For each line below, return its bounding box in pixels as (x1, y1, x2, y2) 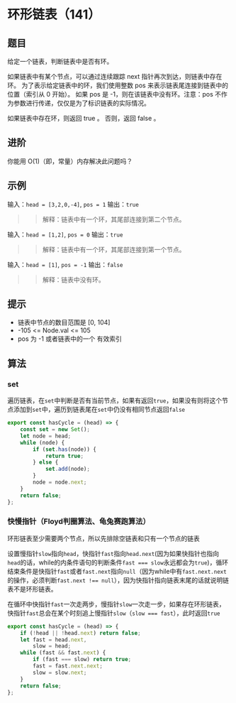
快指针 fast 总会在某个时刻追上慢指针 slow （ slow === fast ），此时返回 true (7, 609, 220, 617)
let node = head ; (20, 432, 72, 440)
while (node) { (20, 439, 65, 446)
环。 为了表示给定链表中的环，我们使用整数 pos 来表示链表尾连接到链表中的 (7, 81, 229, 89)
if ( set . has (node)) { (33, 445, 97, 453)
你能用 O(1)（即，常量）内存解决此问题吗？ (7, 157, 133, 165)
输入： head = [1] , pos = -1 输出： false (7, 260, 123, 268)
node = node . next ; (33, 479, 87, 486)
